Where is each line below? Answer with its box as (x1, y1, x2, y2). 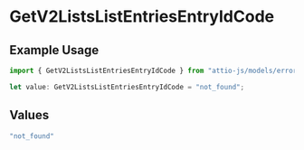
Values (9, 108, 50, 123)
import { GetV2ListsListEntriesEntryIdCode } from (9, 66, 204, 75)
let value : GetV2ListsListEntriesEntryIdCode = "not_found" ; (9, 82, 245, 91)
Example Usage (9, 42, 100, 58)
